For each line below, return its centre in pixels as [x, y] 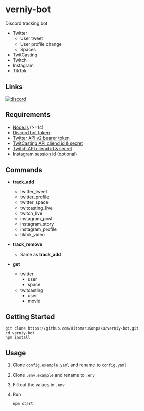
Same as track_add [40, 255]
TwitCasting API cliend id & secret [48, 143]
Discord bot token [31, 132]
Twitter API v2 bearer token [41, 138]
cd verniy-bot [20, 333]
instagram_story [37, 224]
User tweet [32, 38]
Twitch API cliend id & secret [42, 148]
